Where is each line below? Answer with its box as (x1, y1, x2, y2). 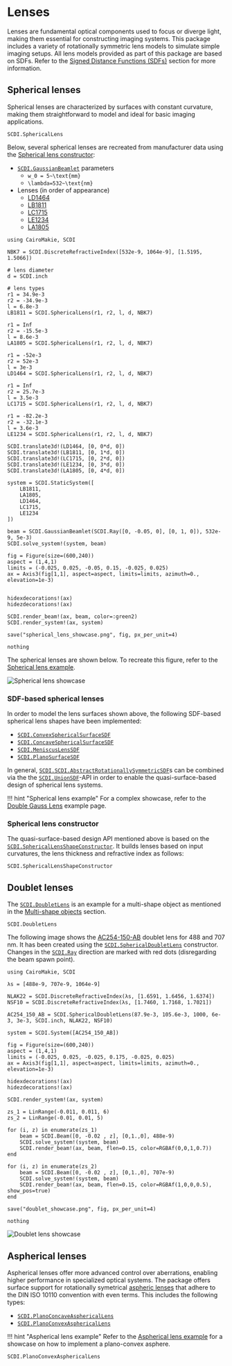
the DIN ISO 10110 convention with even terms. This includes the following (7, 1290, 218, 1299)
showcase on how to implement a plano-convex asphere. (7, 1340, 171, 1348)
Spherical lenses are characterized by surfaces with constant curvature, (7, 102, 213, 111)
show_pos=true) (7, 1188, 51, 1194)
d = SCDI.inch (7, 272, 48, 280)
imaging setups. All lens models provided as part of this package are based (7, 49, 222, 58)
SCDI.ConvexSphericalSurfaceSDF (17, 732, 111, 739)
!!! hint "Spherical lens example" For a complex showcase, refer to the (7, 794, 206, 803)
